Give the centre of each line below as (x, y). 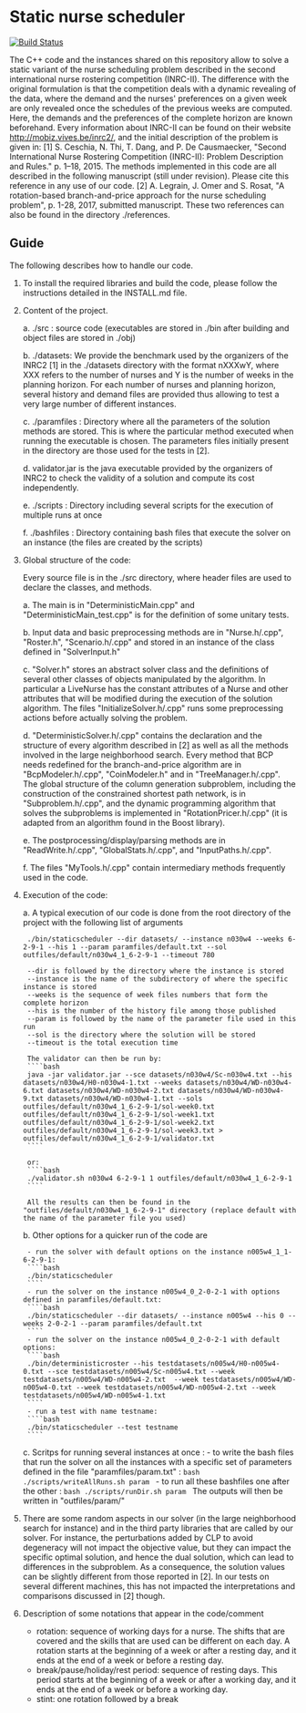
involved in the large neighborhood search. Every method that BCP (148, 755)
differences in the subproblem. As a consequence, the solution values (153, 1566)
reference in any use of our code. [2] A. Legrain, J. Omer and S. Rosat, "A (147, 185)
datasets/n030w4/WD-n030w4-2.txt (111, 1090)
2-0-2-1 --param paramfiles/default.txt (125, 1324)
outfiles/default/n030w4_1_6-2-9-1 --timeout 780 (119, 955)
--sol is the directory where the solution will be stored (141, 1035)
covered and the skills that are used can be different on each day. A (163, 1641)
